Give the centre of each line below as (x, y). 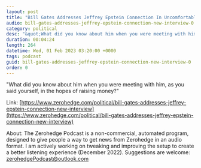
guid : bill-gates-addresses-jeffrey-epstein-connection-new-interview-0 (99, 62)
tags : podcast (24, 56)
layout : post (22, 12)
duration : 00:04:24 (31, 40)
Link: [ (14, 103)
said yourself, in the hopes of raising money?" (63, 91)
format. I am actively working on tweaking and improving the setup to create (100, 146)
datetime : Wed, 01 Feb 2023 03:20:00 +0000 (61, 51)
